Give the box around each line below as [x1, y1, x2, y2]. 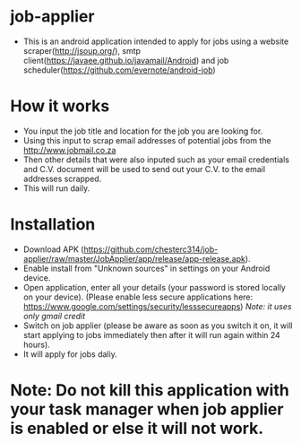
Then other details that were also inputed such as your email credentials [22, 154, 290, 165]
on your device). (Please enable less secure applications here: [22, 291, 254, 302]
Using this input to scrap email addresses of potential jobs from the [22, 135, 271, 145]
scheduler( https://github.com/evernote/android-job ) [22, 65, 216, 75]
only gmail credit [22, 310, 86, 321]
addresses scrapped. [22, 173, 102, 184]
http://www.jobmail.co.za [22, 144, 116, 155]
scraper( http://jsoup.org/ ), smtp [22, 45, 142, 56]
